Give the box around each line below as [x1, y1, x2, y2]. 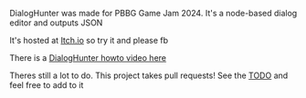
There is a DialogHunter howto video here [9, 53, 167, 63]
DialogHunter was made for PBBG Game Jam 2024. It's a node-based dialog [9, 8, 298, 18]
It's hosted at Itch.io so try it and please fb [9, 35, 169, 45]
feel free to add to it [9, 80, 84, 90]
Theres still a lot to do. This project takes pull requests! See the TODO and [9, 70, 289, 81]
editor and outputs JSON [9, 17, 103, 28]
